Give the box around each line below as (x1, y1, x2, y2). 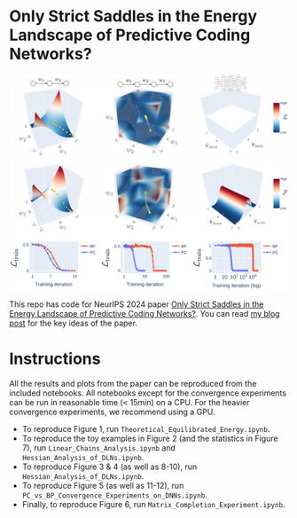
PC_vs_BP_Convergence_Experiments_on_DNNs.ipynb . (21, 490, 208, 500)
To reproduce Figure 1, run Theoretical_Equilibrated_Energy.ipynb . (21, 424, 270, 435)
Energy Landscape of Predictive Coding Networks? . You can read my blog (9, 309, 281, 319)
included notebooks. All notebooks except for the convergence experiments (9, 388, 286, 398)
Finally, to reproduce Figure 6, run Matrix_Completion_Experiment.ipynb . (21, 499, 285, 510)
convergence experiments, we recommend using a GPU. (9, 406, 215, 418)
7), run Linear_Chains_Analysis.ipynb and (21, 443, 176, 453)
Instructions (9, 349, 101, 369)
